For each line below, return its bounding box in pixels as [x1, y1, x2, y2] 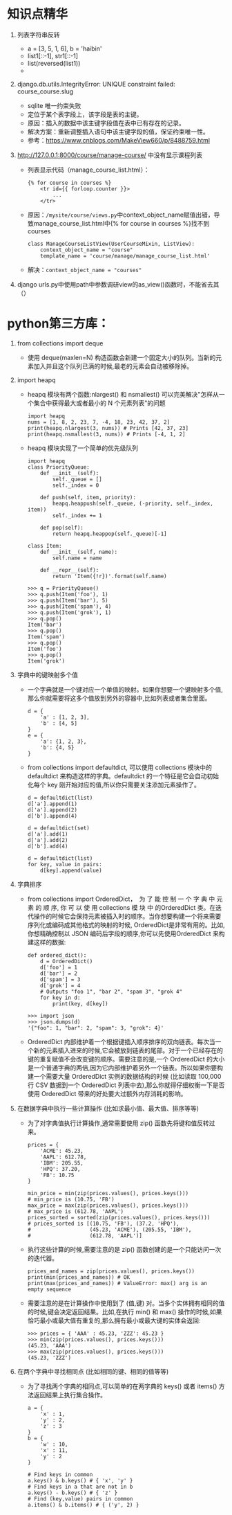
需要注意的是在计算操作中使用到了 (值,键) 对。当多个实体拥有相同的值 [27, 1299, 225, 1307]
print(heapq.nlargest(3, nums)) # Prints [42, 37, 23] [27, 424, 188, 431]
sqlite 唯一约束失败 [27, 101, 81, 109]
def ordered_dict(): [27, 951, 87, 959]
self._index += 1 [52, 512, 102, 519]
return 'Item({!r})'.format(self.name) [52, 573, 167, 580]
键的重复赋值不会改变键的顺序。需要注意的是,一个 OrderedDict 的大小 [27, 1055, 225, 1063]
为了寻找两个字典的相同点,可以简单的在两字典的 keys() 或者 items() [27, 1382, 217, 1390]
